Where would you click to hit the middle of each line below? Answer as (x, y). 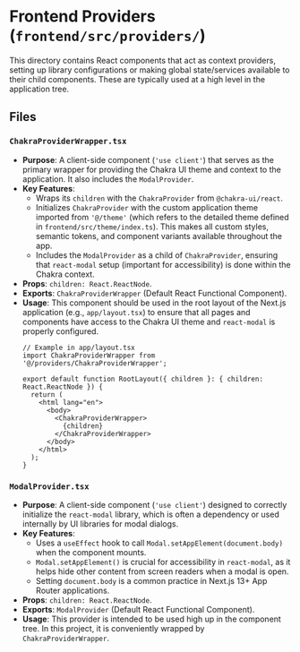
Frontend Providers (82, 17)
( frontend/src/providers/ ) (107, 35)
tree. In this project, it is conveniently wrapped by (113, 628)
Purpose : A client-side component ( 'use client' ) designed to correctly (154, 504)
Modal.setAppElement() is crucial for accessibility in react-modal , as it (163, 562)
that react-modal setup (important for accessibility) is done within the (163, 264)
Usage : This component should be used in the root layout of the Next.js (154, 303)
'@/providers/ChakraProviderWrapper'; (94, 363)
